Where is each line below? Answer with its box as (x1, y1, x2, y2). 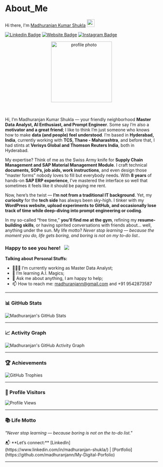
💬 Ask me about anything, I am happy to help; (12, 276, 103, 281)
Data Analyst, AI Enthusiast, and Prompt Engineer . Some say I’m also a (5, 121, 149, 127)
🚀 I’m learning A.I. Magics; (12, 270, 65, 276)
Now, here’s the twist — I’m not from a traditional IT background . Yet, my (5, 192, 152, 198)
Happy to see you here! (5, 244, 61, 251)
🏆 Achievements (5, 359, 47, 366)
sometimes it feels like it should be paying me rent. (5, 183, 107, 189)
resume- (137, 217, 156, 223)
